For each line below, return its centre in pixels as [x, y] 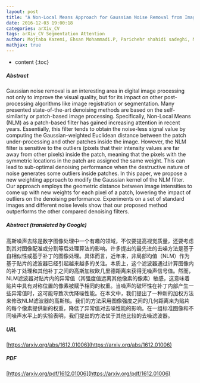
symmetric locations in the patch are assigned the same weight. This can [96, 160]
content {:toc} [32, 62]
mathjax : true [24, 45]
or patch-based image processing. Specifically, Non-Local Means [110, 116]
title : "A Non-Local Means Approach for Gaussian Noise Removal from [94, 17]
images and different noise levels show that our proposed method [87, 205]
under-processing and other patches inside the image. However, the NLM [96, 142]
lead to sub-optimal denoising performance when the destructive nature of [98, 167]
